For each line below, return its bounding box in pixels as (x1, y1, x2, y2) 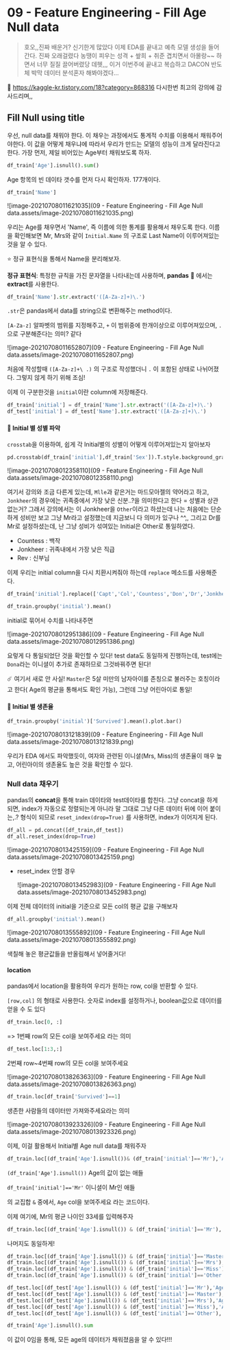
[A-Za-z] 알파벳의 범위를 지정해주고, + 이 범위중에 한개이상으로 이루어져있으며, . (7, 321, 222, 330)
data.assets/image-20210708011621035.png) (7, 208, 134, 217)
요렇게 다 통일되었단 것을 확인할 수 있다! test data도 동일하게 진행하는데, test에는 (7, 651, 222, 660)
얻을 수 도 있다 (7, 1005, 46, 1013)
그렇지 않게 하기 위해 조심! (16, 374, 86, 382)
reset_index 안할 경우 (16, 867, 76, 876)
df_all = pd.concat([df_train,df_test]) (7, 827, 125, 834)
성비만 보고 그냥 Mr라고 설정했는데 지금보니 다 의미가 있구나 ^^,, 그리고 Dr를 (19, 514, 221, 522)
